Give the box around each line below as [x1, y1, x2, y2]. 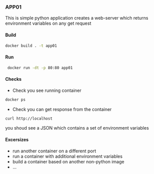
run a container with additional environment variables [12, 153, 123, 159]
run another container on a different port [12, 148, 96, 154]
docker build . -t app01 [5, 43, 57, 48]
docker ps [5, 97, 26, 102]
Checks [5, 76, 22, 82]
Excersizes [5, 137, 29, 142]
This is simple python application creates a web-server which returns [5, 15, 148, 21]
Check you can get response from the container [12, 106, 112, 112]
